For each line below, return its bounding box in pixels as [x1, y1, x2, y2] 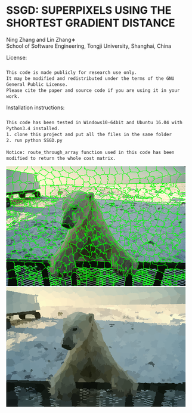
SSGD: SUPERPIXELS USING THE [6, 4, 172, 17]
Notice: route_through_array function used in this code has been [6, 149, 175, 155]
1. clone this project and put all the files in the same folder [6, 131, 172, 137]
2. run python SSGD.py [6, 137, 63, 143]
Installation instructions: [6, 104, 65, 111]
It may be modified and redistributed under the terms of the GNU [6, 75, 175, 81]
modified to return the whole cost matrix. [6, 155, 116, 161]
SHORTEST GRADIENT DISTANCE [6, 16, 175, 30]
